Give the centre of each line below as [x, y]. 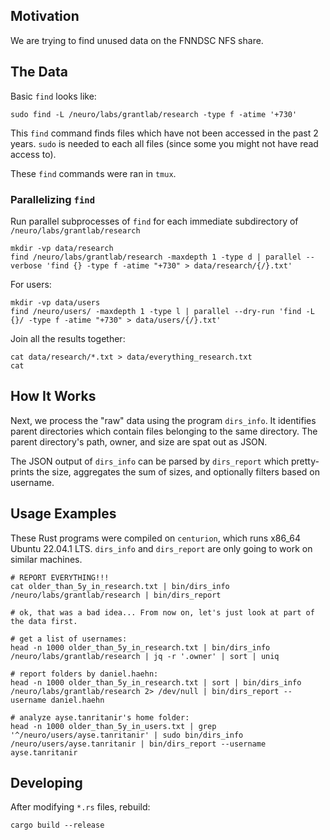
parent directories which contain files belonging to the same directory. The [164, 431]
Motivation [45, 16]
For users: [31, 284]
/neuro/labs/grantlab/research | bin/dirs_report [116, 595]
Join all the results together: [68, 338]
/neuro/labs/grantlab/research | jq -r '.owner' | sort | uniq [145, 656]
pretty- [305, 461]
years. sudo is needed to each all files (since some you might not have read [164, 143]
